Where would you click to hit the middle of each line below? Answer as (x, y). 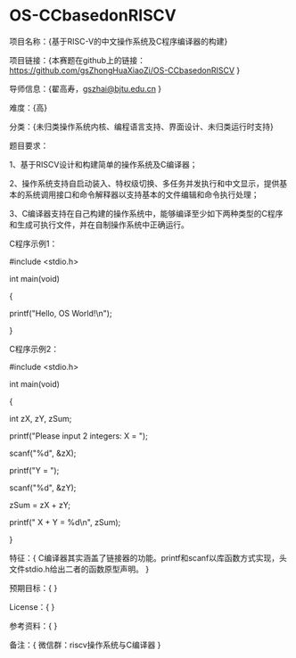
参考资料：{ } (33, 626)
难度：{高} (28, 107)
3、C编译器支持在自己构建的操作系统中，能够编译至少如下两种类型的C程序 (146, 213)
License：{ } (32, 606)
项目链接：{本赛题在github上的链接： (77, 60)
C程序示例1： (33, 243)
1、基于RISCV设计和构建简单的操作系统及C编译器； (103, 164)
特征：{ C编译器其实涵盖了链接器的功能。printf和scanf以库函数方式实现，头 (148, 557)
